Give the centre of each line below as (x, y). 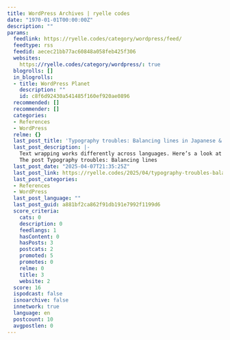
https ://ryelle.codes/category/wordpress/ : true (90, 64)
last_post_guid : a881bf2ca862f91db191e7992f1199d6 (87, 205)
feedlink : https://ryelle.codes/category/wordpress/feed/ (98, 39)
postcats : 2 (36, 250)
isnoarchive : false (41, 300)
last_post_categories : (46, 179)
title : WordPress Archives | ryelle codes (68, 13)
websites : (27, 58)
